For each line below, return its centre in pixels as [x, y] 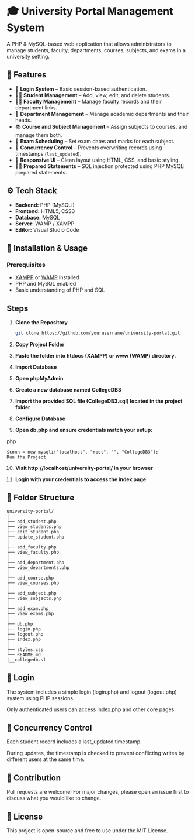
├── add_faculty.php [32, 547]
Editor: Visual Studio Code [47, 229]
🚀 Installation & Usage [47, 248]
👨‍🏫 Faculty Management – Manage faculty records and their [88, 101]
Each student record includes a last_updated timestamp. [74, 742]
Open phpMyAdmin [39, 378]
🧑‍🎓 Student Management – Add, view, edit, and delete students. [93, 95]
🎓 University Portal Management [90, 11]
